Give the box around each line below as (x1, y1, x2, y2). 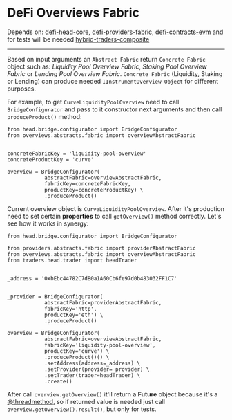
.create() (43, 378, 72, 385)
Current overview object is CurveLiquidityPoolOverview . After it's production (7, 204, 224, 212)
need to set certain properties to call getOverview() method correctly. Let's (7, 212, 222, 220)
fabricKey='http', (43, 305, 97, 312)
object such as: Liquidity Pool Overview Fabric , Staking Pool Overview (7, 62, 207, 71)
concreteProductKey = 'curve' (7, 156, 95, 163)
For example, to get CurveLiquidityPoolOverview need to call (7, 98, 180, 106)
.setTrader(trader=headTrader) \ (43, 372, 140, 378)
